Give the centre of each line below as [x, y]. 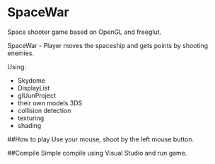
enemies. [21, 53]
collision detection [44, 110]
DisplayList [34, 88]
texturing [31, 118]
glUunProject [37, 95]
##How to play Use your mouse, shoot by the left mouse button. [101, 139]
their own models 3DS [50, 102]
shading [29, 125]
